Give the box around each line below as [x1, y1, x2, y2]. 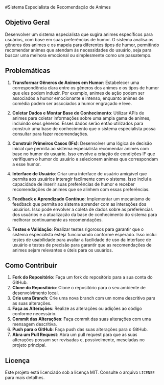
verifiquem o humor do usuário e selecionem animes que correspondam [12, 156, 158, 162]
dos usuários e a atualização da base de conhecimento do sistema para [12, 211, 158, 218]
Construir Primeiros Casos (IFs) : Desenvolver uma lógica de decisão [12, 140, 152, 146]
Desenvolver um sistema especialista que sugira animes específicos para [5, 31, 153, 37]
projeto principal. [12, 342, 47, 348]
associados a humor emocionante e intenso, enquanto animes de [12, 95, 144, 101]
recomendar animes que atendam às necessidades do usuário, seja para [5, 47, 152, 53]
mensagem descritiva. [12, 321, 57, 327]
